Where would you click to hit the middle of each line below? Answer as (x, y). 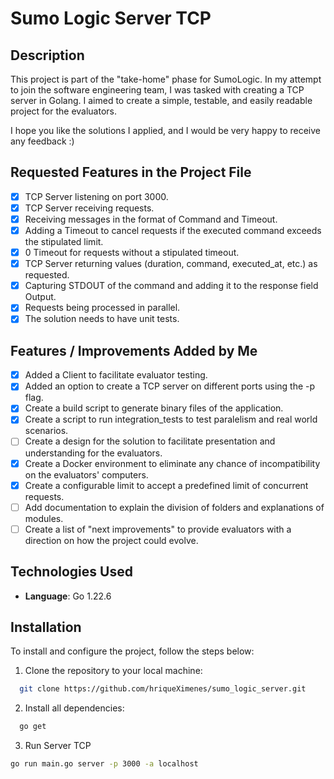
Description (47, 55)
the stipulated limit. (64, 242)
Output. (40, 297)
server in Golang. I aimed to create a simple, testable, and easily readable (161, 100)
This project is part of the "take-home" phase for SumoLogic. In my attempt (166, 79)
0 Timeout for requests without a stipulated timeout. (132, 253)
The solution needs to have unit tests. (102, 319)
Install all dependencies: (74, 708)
